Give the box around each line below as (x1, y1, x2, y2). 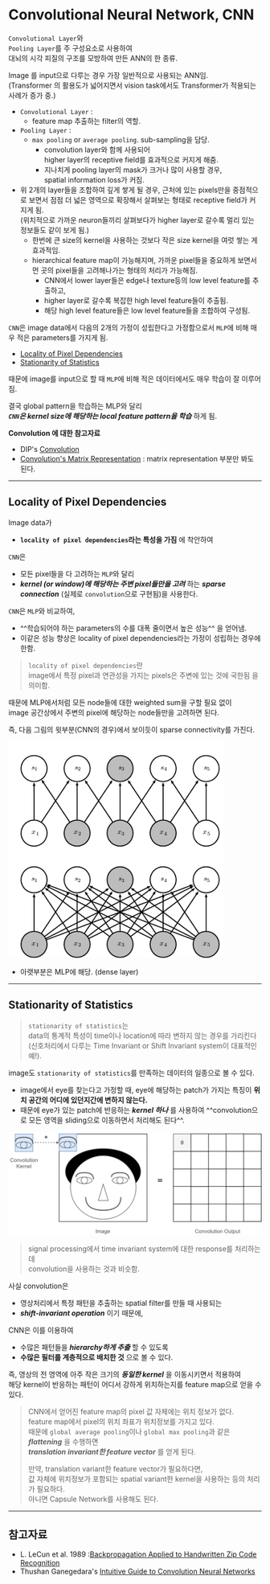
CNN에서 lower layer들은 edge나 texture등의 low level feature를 (43, 275, 251, 285)
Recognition (19, 1558, 60, 1568)
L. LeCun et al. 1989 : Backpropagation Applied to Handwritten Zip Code (19, 1549, 257, 1559)
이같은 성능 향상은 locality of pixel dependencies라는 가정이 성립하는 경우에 (19, 633, 261, 642)
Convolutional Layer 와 (8, 33, 84, 43)
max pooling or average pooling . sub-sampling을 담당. (31, 134, 211, 144)
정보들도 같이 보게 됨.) (19, 225, 90, 235)
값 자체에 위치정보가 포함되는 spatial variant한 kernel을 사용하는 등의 (27, 1474, 245, 1484)
